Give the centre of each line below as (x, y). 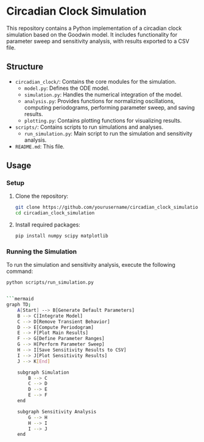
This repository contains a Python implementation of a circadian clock (94, 28)
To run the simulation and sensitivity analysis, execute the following (91, 265)
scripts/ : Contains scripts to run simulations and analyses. (89, 127)
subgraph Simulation (43, 372)
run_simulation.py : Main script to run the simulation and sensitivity (108, 133)
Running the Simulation (42, 252)
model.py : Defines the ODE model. (67, 88)
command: (20, 271)
